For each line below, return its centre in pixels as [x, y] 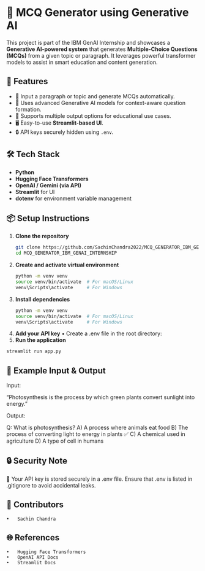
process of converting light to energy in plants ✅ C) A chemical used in [96, 434]
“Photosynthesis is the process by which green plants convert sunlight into [101, 397]
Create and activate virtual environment [67, 265]
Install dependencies [43, 299]
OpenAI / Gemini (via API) [48, 185]
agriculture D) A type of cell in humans [55, 441]
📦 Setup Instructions [48, 218]
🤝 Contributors [35, 505]
